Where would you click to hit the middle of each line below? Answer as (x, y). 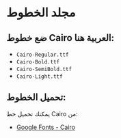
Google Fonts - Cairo (46, 127)
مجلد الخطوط (41, 13)
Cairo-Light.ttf (39, 77)
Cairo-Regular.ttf (42, 55)
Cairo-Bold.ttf (38, 62)
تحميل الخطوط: (36, 97)
